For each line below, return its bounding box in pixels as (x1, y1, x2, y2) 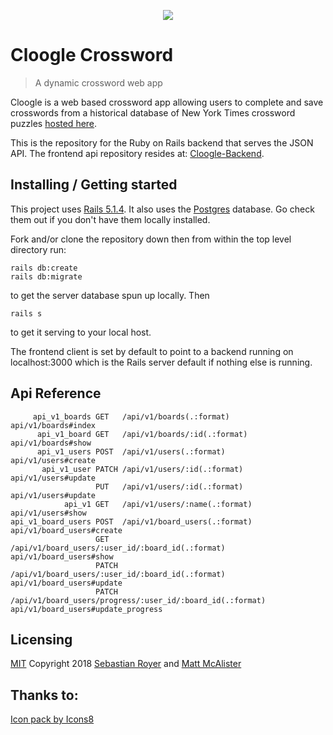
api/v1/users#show (10, 508, 87, 518)
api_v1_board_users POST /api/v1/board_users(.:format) (10, 516, 253, 527)
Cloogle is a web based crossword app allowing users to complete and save (10, 96, 324, 108)
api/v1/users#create (10, 455, 97, 465)
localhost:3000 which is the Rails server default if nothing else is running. (10, 356, 313, 368)
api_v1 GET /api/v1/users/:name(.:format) (63, 499, 253, 509)
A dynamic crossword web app (34, 76, 163, 89)
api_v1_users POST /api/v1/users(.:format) (36, 446, 226, 457)
